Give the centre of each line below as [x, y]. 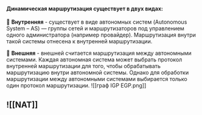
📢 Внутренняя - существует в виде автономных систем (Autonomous [97, 22]
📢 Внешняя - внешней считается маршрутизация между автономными [99, 53]
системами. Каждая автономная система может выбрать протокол [94, 60]
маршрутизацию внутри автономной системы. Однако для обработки [98, 72]
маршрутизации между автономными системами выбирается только [97, 79]
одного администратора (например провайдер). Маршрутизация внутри [101, 35]
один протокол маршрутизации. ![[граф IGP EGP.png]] [76, 86]
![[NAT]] [22, 104]
